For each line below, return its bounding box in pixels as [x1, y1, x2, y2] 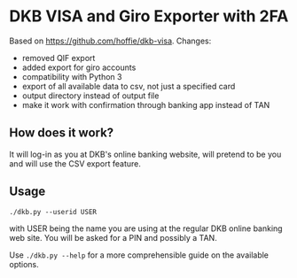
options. [9, 259, 40, 269]
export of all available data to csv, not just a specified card [21, 81, 236, 91]
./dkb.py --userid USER [9, 207, 98, 216]
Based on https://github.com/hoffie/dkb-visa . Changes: [9, 35, 212, 46]
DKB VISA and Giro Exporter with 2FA [9, 6, 289, 27]
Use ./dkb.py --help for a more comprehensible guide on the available [9, 250, 269, 260]
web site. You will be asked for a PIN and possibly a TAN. [9, 232, 217, 243]
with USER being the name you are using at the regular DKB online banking [9, 223, 283, 234]
